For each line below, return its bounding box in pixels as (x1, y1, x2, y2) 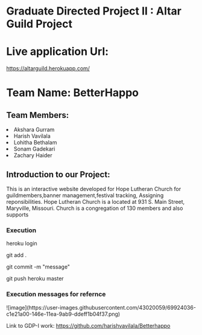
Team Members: (6, 110, 69, 120)
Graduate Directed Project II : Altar (6, 4, 182, 18)
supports (6, 210, 29, 218)
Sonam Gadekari (14, 145, 55, 152)
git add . (6, 252, 27, 259)
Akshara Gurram (14, 126, 55, 134)
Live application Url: (6, 45, 109, 59)
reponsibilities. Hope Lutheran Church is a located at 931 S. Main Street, (6, 198, 185, 205)
